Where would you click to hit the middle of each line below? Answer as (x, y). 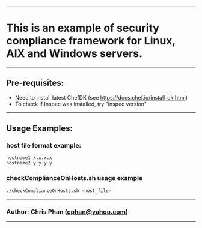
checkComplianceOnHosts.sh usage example (75, 178)
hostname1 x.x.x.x (29, 158)
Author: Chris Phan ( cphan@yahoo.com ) (67, 212)
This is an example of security (83, 28)
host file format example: (44, 146)
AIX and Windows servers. (75, 54)
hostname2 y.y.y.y (29, 163)
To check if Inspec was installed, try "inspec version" (81, 104)
